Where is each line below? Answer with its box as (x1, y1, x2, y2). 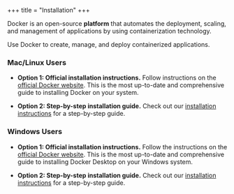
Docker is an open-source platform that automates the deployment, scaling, (7, 20, 227, 27)
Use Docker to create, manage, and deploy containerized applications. (7, 40, 210, 48)
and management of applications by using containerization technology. (7, 27, 212, 35)
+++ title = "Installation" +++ (7, 6, 90, 14)
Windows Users (7, 127, 63, 137)
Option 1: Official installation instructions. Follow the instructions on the (17, 142, 228, 151)
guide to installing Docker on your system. (17, 89, 139, 97)
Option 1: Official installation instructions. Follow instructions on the (17, 73, 217, 82)
